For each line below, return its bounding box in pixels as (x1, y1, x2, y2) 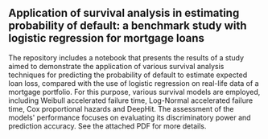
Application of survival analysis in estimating (8, 6, 240, 20)
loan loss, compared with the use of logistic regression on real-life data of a (8, 78, 259, 88)
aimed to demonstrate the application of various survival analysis (8, 61, 225, 71)
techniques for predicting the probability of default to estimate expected (8, 70, 248, 80)
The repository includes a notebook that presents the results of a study (8, 52, 244, 63)
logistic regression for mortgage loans (8, 31, 205, 45)
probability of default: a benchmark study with (8, 19, 247, 33)
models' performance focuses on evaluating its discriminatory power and (8, 112, 251, 122)
